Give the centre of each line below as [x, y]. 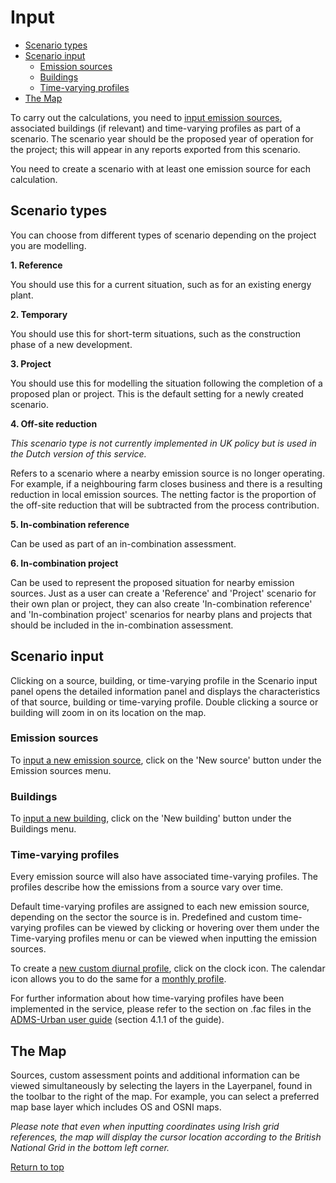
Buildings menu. [43, 829]
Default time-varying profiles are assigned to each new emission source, [160, 907]
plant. [22, 295]
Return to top [37, 1167]
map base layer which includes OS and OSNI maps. [116, 1107]
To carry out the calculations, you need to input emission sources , [146, 117]
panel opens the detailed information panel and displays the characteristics [165, 691]
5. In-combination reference [70, 524]
